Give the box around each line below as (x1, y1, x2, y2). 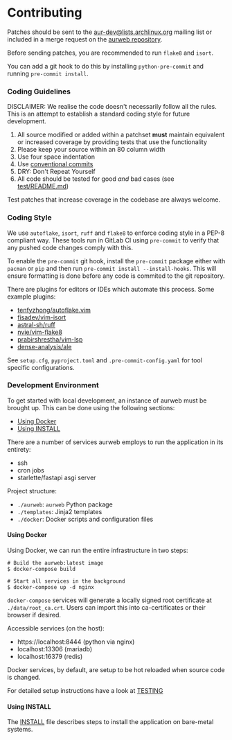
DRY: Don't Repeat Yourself (17, 168, 96, 176)
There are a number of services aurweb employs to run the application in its (7, 438, 224, 446)
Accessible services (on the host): (7, 624, 105, 633)
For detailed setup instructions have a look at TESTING (7, 687, 163, 695)
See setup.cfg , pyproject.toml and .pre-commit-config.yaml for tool (7, 355, 203, 364)
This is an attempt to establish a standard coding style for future (7, 109, 190, 118)
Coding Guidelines (7, 87, 71, 96)
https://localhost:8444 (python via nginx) (17, 637, 135, 646)
